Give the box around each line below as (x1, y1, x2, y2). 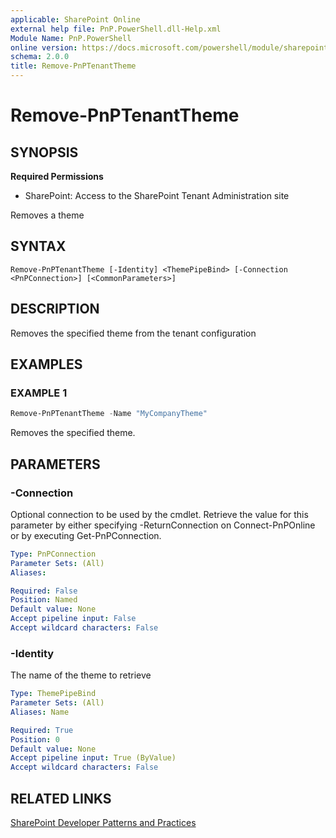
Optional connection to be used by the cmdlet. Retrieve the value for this (10, 508, 309, 520)
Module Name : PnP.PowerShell (10, 33, 132, 43)
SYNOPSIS (10, 144, 79, 161)
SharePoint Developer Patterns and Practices (10, 816, 197, 828)
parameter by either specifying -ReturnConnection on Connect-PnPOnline (10, 519, 316, 531)
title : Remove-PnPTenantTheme (10, 61, 137, 71)
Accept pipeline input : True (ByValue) (10, 753, 177, 763)
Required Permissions (10, 171, 104, 182)
